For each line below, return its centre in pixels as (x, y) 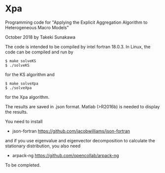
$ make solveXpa (22, 84)
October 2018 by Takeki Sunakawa (40, 37)
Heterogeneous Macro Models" (37, 27)
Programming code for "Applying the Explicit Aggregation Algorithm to (76, 22)
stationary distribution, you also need (43, 146)
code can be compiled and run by (39, 52)
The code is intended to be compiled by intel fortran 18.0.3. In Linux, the (78, 46)
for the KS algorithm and (30, 74)
